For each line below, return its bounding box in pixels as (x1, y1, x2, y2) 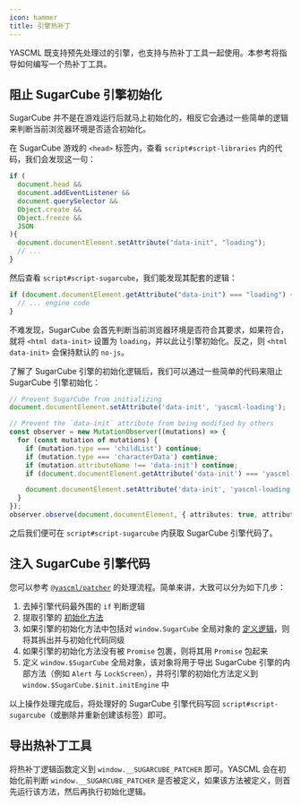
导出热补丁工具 (9, 738, 92, 753)
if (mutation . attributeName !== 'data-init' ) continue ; (25, 460, 239, 470)
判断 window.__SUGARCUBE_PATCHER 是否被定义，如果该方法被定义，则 (32, 775, 284, 785)
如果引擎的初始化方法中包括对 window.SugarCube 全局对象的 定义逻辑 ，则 (21, 623, 290, 634)
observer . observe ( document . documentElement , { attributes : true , (9, 510, 258, 519)
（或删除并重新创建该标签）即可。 (45, 709, 172, 720)
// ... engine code (17, 298, 90, 307)
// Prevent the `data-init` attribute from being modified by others (9, 419, 275, 428)
